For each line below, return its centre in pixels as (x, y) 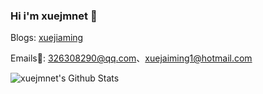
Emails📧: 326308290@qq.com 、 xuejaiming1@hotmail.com (131, 58)
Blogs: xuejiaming (47, 38)
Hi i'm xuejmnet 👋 (54, 16)
